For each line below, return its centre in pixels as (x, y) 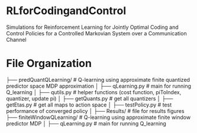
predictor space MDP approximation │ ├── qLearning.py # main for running (98, 86)
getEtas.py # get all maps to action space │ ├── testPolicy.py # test (89, 105)
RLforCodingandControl (66, 11)
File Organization (49, 64)
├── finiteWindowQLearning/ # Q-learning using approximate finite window (98, 117)
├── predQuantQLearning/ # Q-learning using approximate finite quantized (98, 79)
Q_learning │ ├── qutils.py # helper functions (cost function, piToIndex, (94, 92)
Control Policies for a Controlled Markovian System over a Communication (97, 33)
